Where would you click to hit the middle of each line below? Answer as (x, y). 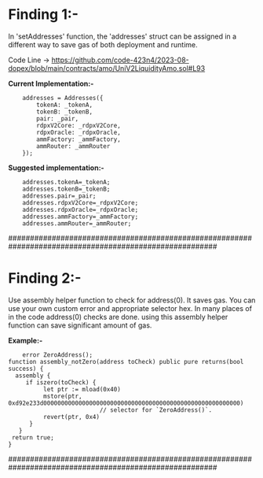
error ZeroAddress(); (57, 355)
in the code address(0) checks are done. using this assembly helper (118, 317)
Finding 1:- (43, 15)
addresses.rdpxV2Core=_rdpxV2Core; (80, 202)
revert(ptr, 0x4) (71, 417)
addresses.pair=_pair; (59, 196)
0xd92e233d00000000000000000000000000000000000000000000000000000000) (126, 403)
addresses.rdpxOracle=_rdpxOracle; (80, 209)
